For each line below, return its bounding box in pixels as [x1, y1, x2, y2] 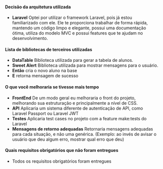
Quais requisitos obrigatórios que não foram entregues [5, 148, 119, 153]
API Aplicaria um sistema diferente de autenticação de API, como [12, 105, 144, 111]
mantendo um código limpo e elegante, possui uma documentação [12, 25, 146, 31]
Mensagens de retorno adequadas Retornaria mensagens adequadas [12, 126, 153, 131]
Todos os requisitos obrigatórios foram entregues [12, 158, 112, 164]
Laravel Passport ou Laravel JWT [12, 110, 79, 116]
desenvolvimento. [12, 36, 48, 41]
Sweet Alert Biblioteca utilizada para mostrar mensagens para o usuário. [12, 62, 159, 68]
